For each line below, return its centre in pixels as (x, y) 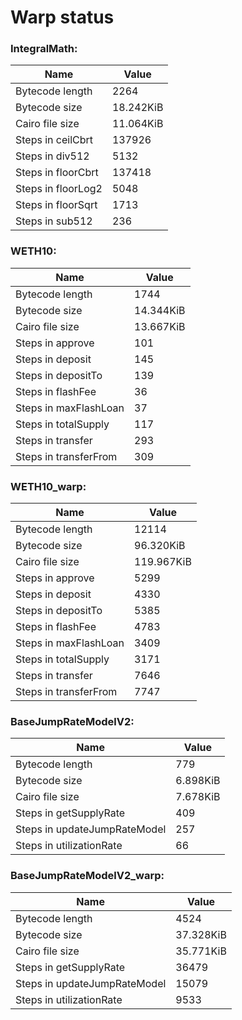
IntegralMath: (44, 49)
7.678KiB (198, 797)
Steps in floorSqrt (56, 205)
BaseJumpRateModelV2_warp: (87, 876)
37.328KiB (201, 934)
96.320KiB (160, 546)
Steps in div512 (52, 156)
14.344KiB (160, 310)
